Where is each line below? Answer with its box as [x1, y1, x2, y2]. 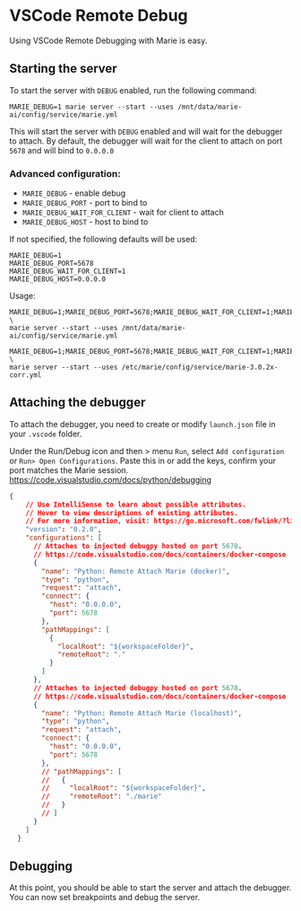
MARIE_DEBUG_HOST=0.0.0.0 [9, 275, 106, 284]
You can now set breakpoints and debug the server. [9, 892, 200, 903]
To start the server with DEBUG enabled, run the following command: [9, 84, 257, 95]
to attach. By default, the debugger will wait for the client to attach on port [9, 136, 283, 146]
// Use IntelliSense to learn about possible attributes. [25, 500, 246, 509]
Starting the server [9, 61, 118, 76]
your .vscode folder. [9, 428, 82, 439]
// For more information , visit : [25, 517, 150, 526]
